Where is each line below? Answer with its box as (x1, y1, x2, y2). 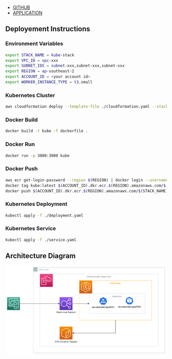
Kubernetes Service (5, 225, 56, 232)
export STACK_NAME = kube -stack (5, 52, 74, 58)
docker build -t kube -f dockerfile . (5, 129, 88, 134)
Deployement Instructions (5, 25, 91, 33)
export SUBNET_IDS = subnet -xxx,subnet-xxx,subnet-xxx (5, 63, 125, 68)
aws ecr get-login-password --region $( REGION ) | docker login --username (5, 177, 168, 183)
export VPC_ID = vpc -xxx (5, 58, 58, 63)
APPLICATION (12, 10, 42, 16)
